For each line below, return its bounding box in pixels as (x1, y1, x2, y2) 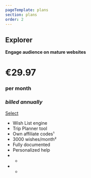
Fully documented (12, 141, 51, 148)
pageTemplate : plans (5, 7, 49, 13)
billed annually (5, 98, 43, 105)
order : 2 (5, 17, 24, 22)
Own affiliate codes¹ (12, 130, 55, 137)
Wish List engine (12, 120, 48, 126)
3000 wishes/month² (12, 136, 57, 142)
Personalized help (12, 147, 51, 153)
